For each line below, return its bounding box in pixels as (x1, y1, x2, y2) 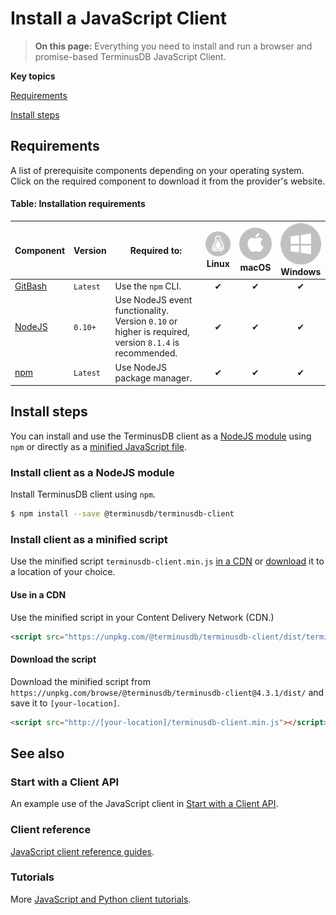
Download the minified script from (10, 675, 151, 687)
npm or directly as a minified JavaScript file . (10, 440, 187, 452)
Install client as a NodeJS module (10, 465, 175, 479)
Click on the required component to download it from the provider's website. (10, 175, 326, 187)
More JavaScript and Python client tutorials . (10, 893, 192, 905)
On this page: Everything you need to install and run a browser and (34, 40, 313, 52)
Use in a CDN (10, 588, 67, 601)
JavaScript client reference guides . (10, 845, 155, 857)
